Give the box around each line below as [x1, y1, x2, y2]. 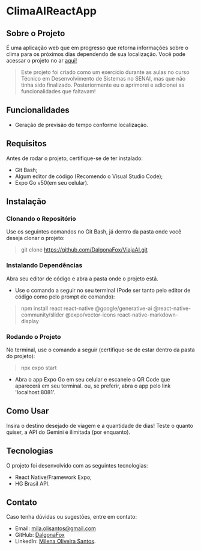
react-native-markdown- [116, 311, 179, 318]
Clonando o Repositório [6, 214, 76, 223]
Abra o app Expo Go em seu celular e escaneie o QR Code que [14, 375, 170, 383]
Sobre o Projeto [6, 28, 65, 39]
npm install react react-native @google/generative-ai [20, 304, 152, 312]
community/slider [20, 311, 64, 318]
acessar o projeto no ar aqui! [6, 57, 77, 64]
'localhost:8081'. [14, 388, 56, 395]
